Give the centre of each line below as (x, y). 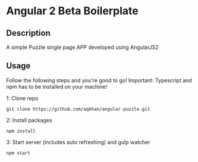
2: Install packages (29, 120)
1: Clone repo (22, 98)
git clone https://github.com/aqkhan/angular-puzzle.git (78, 109)
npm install (21, 131)
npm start (18, 153)
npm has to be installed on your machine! (57, 86)
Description (28, 33)
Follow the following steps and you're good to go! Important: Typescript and (99, 80)
